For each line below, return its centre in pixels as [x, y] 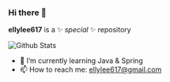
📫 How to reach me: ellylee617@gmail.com [91, 69]
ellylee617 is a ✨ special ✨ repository [70, 30]
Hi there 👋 [28, 13]
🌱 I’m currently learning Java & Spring [81, 61]
